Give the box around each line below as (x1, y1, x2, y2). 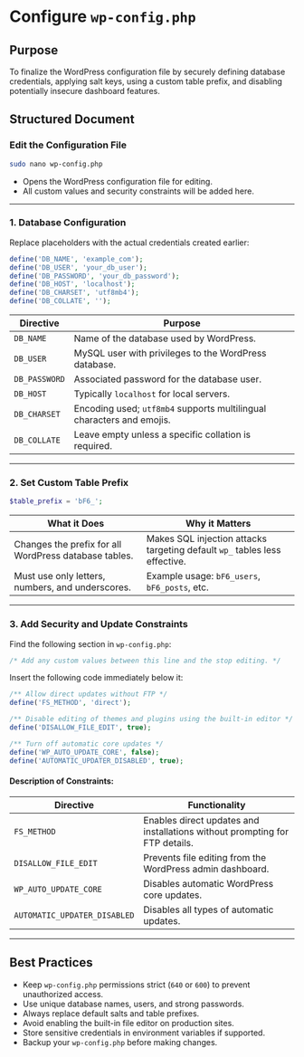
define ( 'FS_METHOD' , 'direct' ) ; (9, 699, 131, 708)
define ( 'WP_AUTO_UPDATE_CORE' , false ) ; (9, 748, 160, 757)
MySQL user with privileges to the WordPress (73, 347, 267, 359)
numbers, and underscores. (14, 581, 131, 594)
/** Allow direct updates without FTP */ (9, 690, 168, 699)
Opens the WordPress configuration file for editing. (22, 176, 213, 186)
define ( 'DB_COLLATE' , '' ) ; (9, 297, 111, 306)
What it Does (46, 518, 105, 530)
